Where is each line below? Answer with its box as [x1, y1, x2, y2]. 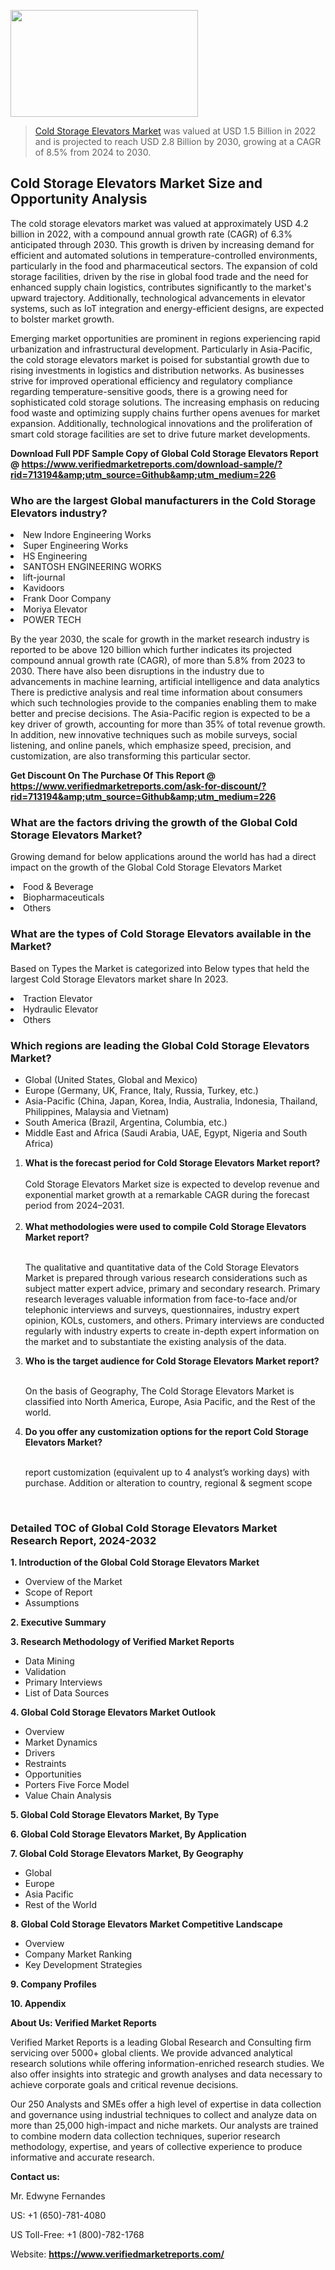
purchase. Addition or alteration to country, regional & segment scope [24, 1477, 313, 1489]
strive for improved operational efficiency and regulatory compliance [10, 375, 293, 387]
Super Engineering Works [23, 540, 129, 552]
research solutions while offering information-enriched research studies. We [10, 2058, 325, 2070]
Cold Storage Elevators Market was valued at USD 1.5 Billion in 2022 [34, 125, 317, 137]
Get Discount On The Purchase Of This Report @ [10, 770, 217, 782]
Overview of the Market [24, 1576, 123, 1588]
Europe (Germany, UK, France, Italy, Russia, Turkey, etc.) [24, 1085, 259, 1096]
